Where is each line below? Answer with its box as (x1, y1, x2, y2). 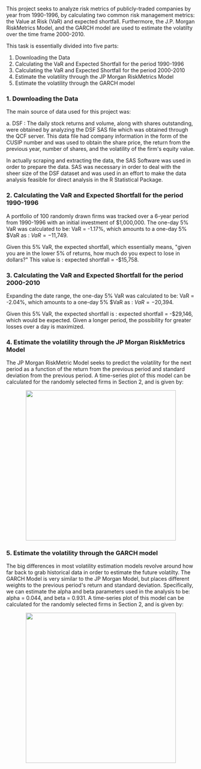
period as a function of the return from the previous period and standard (6, 366, 185, 373)
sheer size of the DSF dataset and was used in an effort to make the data (6, 170, 187, 177)
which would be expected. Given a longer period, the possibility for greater (6, 316, 191, 323)
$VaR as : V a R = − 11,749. (6, 231, 68, 239)
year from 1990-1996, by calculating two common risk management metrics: (6, 11, 195, 19)
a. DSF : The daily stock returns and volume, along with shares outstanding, (6, 120, 193, 127)
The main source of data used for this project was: (6, 108, 131, 115)
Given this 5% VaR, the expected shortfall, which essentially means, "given (6, 243, 191, 250)
